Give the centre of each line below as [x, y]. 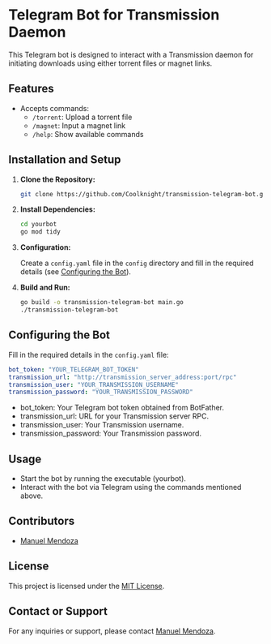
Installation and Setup [65, 160]
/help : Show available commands [88, 134]
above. [32, 496]
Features [31, 89]
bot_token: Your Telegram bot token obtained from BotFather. [122, 408]
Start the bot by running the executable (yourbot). [103, 479]
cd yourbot [38, 225]
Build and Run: [45, 288]
